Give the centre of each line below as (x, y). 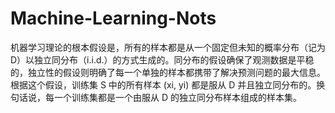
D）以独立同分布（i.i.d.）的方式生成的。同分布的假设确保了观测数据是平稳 (162, 59)
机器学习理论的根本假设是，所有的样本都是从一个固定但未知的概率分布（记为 (168, 47)
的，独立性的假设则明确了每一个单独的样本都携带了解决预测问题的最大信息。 (168, 72)
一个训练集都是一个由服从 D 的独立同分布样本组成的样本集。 (177, 97)
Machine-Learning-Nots (113, 18)
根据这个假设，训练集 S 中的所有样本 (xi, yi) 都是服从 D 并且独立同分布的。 (163, 84)
